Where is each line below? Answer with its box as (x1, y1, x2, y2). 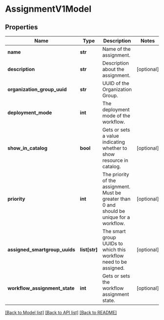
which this (102, 246, 126, 253)
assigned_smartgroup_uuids (7, 246, 76, 253)
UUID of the (102, 80, 129, 87)
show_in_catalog (7, 145, 48, 151)
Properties (5, 23, 38, 31)
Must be (102, 189, 121, 196)
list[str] (80, 246, 98, 253)
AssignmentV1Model (5, 3, 92, 15)
